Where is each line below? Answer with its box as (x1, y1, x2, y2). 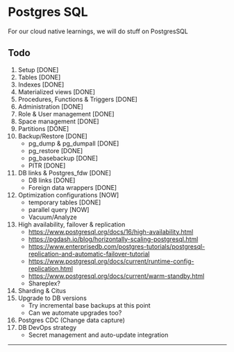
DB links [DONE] (28, 176, 76, 184)
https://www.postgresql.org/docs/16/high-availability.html (28, 227, 194, 236)
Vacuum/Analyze (28, 213, 77, 221)
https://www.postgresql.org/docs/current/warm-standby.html (28, 272, 205, 280)
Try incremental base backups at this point (28, 301, 151, 309)
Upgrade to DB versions (17, 294, 87, 302)
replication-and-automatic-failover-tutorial (28, 249, 150, 258)
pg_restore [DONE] (28, 146, 83, 155)
